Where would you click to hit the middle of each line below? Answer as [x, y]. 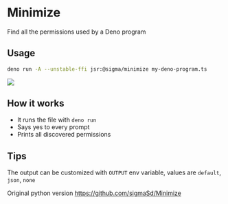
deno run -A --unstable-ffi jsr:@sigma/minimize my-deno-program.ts [107, 69]
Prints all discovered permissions [64, 135]
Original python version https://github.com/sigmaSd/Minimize [94, 193]
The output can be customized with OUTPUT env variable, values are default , [114, 172]
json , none [21, 180]
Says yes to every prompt [53, 127]
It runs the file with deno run [57, 120]
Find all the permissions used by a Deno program [77, 32]
